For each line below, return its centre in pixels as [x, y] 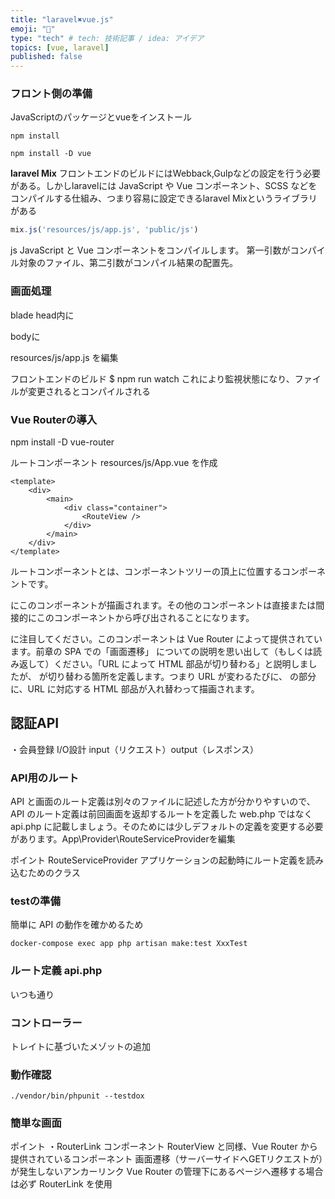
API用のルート [45, 778]
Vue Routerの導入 [54, 419]
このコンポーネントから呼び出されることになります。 [145, 617]
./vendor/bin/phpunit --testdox [77, 1096]
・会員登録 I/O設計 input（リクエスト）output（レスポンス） [134, 749]
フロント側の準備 [51, 94]
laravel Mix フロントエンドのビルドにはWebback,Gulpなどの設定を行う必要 [165, 173]
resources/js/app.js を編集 [64, 357]
